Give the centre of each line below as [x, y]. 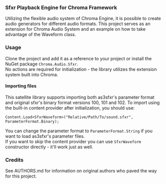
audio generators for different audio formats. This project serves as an [78, 24]
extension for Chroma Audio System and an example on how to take [75, 29]
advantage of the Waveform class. [41, 35]
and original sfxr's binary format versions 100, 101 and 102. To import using [82, 103]
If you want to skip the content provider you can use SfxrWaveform [73, 141]
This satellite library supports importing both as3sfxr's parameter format [80, 97]
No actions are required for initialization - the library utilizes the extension [81, 69]
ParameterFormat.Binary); [32, 121]
